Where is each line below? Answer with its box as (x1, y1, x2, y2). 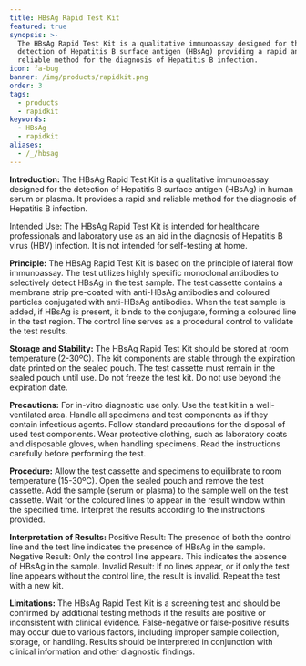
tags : (9, 89, 30, 98)
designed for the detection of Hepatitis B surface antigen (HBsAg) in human (9, 183, 294, 194)
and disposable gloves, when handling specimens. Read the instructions (9, 438, 280, 449)
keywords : (9, 115, 47, 124)
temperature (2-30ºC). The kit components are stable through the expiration (9, 353, 296, 364)
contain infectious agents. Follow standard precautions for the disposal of (9, 418, 286, 429)
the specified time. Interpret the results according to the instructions (9, 504, 266, 515)
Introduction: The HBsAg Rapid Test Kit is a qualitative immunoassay (9, 174, 270, 185)
